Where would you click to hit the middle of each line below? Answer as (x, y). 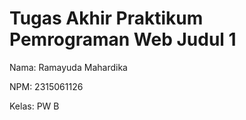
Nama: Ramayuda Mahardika (68, 67)
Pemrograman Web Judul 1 (123, 39)
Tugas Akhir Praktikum (106, 18)
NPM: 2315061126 (46, 86)
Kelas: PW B (34, 106)
